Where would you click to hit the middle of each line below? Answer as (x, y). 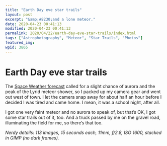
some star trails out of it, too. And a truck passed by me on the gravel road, (83, 117)
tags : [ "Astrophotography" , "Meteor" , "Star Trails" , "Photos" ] (74, 38)
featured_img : (20, 43)
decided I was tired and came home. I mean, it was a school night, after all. (83, 102)
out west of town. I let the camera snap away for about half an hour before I (83, 97)
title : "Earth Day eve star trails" (44, 10)
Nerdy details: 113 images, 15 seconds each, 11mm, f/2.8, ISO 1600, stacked (83, 132)
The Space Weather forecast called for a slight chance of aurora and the (80, 86)
